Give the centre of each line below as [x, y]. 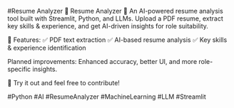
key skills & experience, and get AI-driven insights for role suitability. [108, 26]
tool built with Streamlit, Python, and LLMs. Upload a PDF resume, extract [115, 18]
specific [19, 69]
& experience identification [47, 48]
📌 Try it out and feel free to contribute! [63, 83]
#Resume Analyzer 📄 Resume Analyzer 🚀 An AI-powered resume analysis [115, 11]
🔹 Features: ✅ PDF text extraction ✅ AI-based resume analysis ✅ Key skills [117, 40]
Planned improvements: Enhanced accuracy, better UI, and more [102, 61]
